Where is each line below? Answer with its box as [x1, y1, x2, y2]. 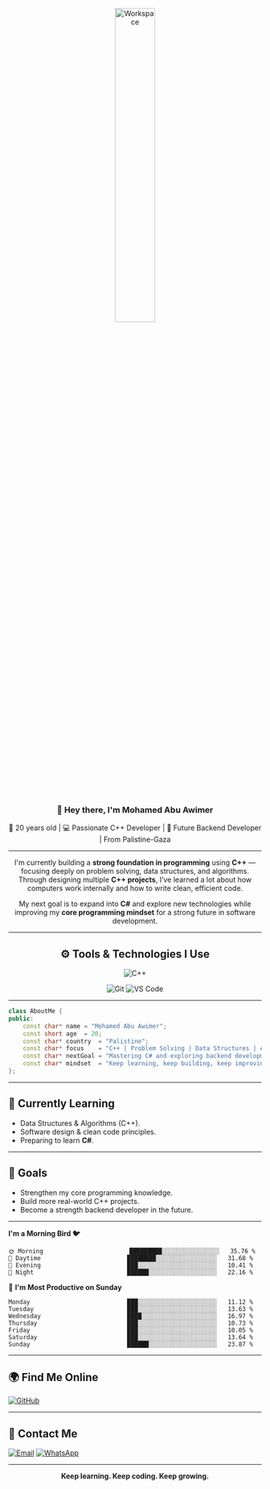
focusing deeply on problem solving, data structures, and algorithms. [20, 867, 250, 876]
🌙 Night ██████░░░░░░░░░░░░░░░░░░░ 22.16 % [8, 1268, 253, 1276]
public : [8, 1015, 35, 1023]
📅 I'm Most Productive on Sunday [8, 1282, 122, 1292]
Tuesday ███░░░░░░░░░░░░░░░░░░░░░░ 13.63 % [8, 1305, 253, 1313]
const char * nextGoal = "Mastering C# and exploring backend [22, 1052, 231, 1061]
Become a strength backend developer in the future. [19, 1205, 194, 1214]
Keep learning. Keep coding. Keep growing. [61, 1471, 209, 1481]
